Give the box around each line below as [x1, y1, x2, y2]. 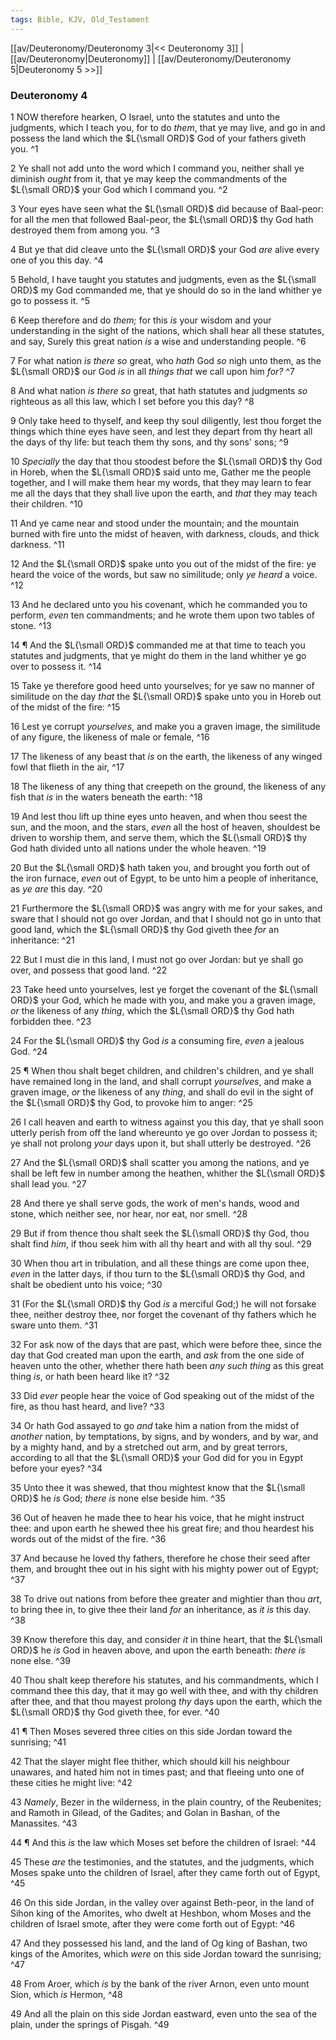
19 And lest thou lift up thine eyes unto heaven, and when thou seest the [10, 810, 308, 822]
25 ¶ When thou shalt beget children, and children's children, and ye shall [10, 1064, 314, 1076]
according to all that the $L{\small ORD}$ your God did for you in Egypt [10, 1451, 303, 1463]
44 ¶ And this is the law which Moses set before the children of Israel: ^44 [10, 1836, 317, 1848]
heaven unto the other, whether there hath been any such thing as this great [10, 1359, 325, 1371]
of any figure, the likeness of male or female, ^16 [10, 731, 210, 743]
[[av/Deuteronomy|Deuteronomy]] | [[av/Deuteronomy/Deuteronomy [10, 52, 292, 65]
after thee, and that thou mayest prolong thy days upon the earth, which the [10, 1695, 323, 1707]
